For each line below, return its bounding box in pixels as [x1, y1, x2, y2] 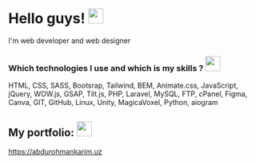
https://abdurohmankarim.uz [8, 147, 102, 157]
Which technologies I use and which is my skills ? [8, 62, 204, 73]
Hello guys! [8, 10, 86, 28]
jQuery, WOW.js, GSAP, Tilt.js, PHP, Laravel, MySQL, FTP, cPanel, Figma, [8, 89, 248, 99]
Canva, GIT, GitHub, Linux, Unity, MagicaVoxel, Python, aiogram [8, 98, 218, 107]
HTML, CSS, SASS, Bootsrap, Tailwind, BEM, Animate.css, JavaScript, [8, 80, 238, 91]
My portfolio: [8, 126, 74, 139]
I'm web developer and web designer [8, 36, 131, 45]
